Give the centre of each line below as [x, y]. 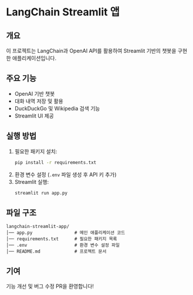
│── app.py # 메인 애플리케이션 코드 [66, 233]
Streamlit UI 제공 [34, 116]
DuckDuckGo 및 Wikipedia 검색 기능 [57, 108]
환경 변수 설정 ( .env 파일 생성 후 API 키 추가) [65, 175]
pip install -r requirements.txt [55, 162]
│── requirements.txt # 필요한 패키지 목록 [62, 239]
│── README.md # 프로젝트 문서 [56, 252]
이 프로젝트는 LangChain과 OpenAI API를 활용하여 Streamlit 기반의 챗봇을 [91, 51]
